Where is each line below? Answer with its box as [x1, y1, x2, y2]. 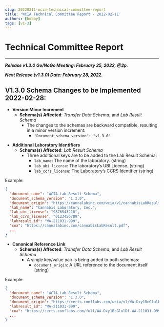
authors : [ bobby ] [5, 16, 41, 21]
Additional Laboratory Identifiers [12, 142, 81, 148]
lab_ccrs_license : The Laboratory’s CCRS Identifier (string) [34, 168, 154, 174]
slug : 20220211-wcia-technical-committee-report [5, 7, 106, 12]
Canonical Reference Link [12, 241, 66, 247]
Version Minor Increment [12, 107, 64, 112]
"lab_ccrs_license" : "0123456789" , [9, 214, 82, 219]
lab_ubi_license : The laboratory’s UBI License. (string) [34, 163, 144, 168]
